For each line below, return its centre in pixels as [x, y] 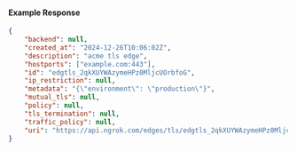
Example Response [44, 12]
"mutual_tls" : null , [62, 98]
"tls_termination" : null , [72, 114]
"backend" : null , [56, 40]
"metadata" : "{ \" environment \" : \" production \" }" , [120, 89]
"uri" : [36, 130]
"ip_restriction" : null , [70, 81]
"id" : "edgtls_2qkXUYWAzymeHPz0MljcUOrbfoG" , [110, 72]
